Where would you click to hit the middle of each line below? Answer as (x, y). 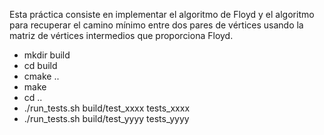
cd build (40, 65)
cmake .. (41, 76)
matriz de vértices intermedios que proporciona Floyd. (121, 35)
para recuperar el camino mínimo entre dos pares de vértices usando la (156, 25)
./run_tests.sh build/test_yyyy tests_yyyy (106, 118)
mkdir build (47, 55)
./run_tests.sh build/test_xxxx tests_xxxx (107, 108)
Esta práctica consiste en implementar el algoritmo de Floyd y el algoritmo (162, 14)
